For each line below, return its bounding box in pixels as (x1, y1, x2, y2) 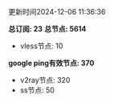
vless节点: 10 (19, 41, 63, 51)
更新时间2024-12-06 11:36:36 (8, 7, 106, 16)
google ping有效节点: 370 (8, 59, 95, 67)
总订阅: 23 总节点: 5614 (8, 24, 87, 34)
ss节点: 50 (19, 85, 55, 95)
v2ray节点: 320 (19, 75, 71, 84)
